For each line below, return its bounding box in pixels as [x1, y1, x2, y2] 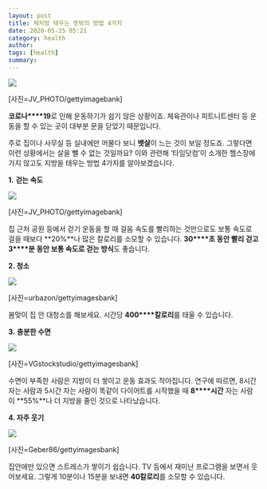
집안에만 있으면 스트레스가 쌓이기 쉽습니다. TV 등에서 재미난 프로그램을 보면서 [8, 461, 249, 471]
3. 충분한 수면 [8, 327, 52, 336]
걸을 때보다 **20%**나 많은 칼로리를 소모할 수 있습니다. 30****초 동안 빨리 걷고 [8, 233, 259, 244]
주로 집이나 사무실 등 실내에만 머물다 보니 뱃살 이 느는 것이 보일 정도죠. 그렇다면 [8, 137, 253, 148]
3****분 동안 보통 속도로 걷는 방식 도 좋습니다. [8, 244, 150, 253]
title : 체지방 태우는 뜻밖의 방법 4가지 [8, 19, 123, 27]
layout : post [8, 11, 52, 20]
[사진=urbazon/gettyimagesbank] [8, 292, 118, 302]
